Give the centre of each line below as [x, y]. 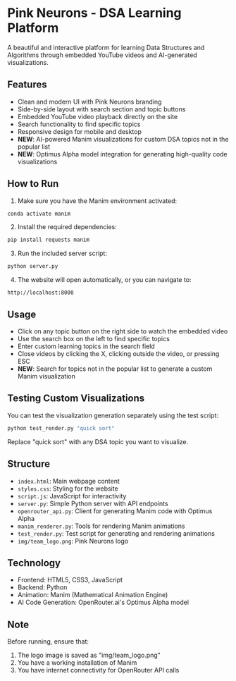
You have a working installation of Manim [77, 663]
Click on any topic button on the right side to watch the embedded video [123, 331]
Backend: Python [42, 587]
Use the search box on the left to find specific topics [94, 339]
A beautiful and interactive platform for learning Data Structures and [106, 47]
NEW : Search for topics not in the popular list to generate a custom [115, 369]
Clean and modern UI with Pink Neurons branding [89, 102]
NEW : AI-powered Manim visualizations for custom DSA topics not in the [123, 139]
